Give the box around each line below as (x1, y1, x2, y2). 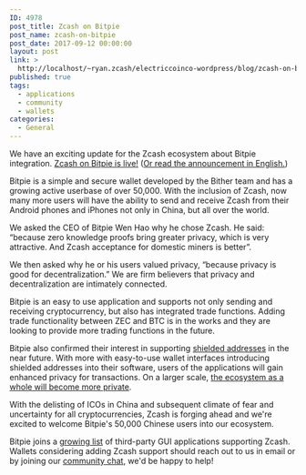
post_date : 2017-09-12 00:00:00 (9, 38, 132, 48)
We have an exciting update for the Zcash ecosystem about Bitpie (9, 148, 257, 159)
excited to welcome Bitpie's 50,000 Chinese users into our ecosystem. (9, 419, 275, 429)
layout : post (9, 47, 59, 56)
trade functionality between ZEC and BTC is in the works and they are (9, 316, 271, 326)
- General (17, 124, 55, 133)
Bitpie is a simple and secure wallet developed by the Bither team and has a (9, 176, 293, 187)
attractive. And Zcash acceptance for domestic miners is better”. (9, 242, 252, 252)
